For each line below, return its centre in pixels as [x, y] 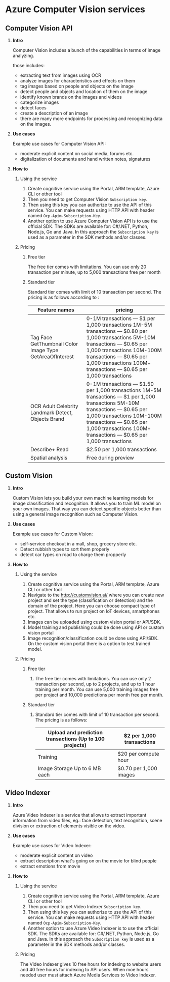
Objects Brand [47, 419]
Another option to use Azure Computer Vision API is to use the [93, 221]
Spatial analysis [49, 458]
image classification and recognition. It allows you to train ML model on [87, 503]
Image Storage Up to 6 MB [69, 768]
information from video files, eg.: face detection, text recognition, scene [88, 820]
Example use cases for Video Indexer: [52, 845]
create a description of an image [54, 113]
